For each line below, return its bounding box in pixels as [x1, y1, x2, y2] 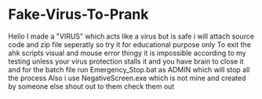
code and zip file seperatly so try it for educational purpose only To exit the [8, 39, 251, 49]
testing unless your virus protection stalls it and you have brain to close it [8, 57, 245, 66]
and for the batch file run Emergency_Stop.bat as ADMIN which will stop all [8, 64, 250, 74]
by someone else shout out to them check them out [8, 81, 175, 91]
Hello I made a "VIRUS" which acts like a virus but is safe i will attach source [8, 31, 255, 41]
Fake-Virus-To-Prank [8, 5, 149, 24]
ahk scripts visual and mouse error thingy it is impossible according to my [8, 48, 246, 57]
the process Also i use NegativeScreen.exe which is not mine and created [8, 73, 246, 82]
